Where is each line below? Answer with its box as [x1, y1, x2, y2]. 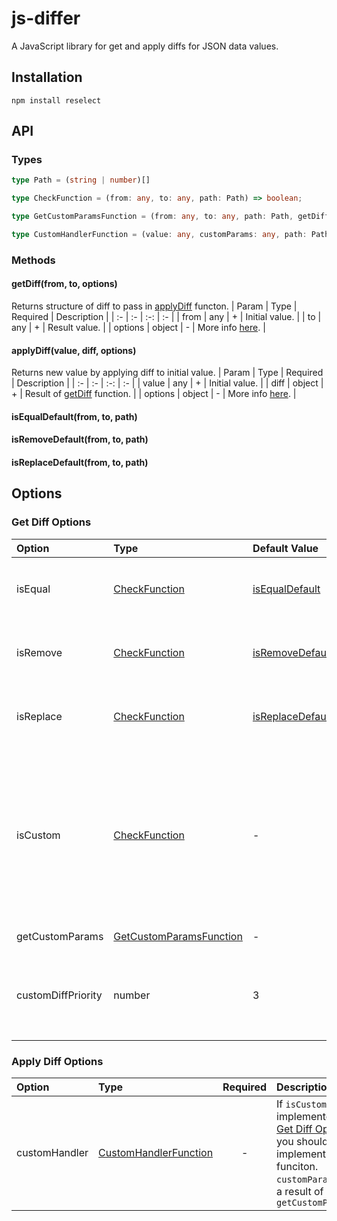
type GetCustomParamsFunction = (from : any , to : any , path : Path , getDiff [11, 212, 330, 222]
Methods [11, 253, 56, 267]
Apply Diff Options [11, 1054, 104, 1068]
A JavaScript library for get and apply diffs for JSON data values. [11, 40, 279, 52]
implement [276, 1147, 326, 1161]
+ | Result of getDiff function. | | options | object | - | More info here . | [11, 388, 297, 400]
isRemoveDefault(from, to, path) [11, 433, 149, 446]
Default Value [252, 541, 319, 555]
